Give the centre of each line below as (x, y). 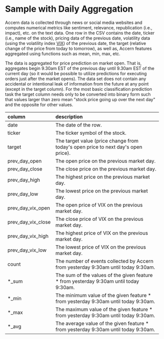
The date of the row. (79, 125)
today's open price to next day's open (99, 147)
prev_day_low (23, 194)
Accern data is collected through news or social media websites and (74, 22)
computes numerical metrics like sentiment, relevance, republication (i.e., (79, 27)
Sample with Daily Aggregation (69, 9)
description (69, 117)
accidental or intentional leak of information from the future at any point (77, 84)
